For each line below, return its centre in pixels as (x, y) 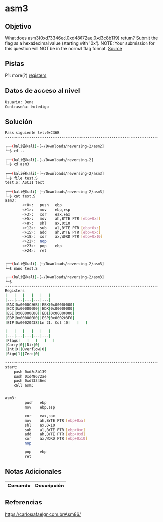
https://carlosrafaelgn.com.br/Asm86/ (43, 514)
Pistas (15, 64)
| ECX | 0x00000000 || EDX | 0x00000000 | (40, 309)
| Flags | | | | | (30, 340)
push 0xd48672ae (30, 376)
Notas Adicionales (33, 472)
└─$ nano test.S (21, 268)
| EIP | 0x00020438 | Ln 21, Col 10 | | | (47, 323)
